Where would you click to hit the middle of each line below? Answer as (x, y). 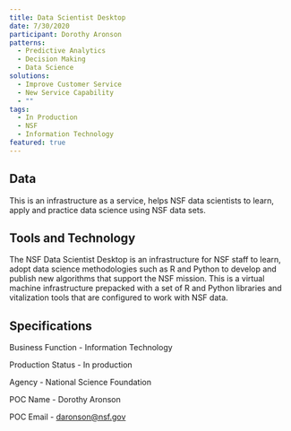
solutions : (30, 76)
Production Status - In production (71, 365)
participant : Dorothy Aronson (66, 34)
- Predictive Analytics (61, 51)
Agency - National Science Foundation (81, 383)
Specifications (51, 326)
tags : (19, 109)
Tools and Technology (73, 238)
